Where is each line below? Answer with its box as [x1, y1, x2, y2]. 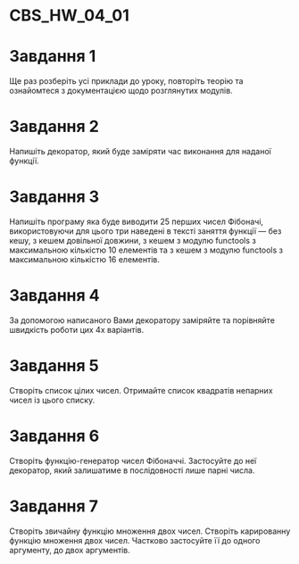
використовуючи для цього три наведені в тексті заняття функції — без [9, 226, 282, 236]
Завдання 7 [9, 496, 99, 516]
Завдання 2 [9, 117, 100, 137]
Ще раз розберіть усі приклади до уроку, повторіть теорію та [9, 76, 244, 87]
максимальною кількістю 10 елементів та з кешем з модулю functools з [9, 245, 284, 255]
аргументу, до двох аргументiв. [9, 544, 131, 555]
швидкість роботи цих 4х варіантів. [9, 324, 145, 335]
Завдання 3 [9, 187, 100, 207]
